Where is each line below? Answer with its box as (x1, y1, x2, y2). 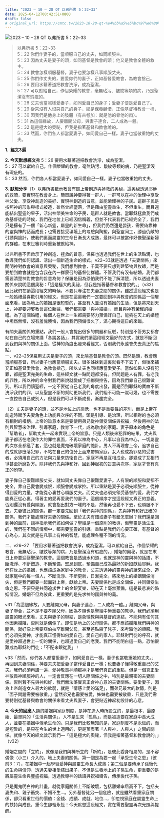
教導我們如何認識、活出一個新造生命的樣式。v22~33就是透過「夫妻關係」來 (5, 257, 158, 263)
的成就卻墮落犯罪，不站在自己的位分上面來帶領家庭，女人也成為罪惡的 (5, 449, 146, 455)
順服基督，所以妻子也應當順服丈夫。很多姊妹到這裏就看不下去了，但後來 (9, 359, 155, 365)
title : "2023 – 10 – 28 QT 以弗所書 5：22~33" (5, 7, 98, 12)
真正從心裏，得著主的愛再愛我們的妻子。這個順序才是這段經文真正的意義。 (9, 496, 159, 501)
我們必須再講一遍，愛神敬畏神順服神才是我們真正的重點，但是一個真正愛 (13, 667, 159, 673)
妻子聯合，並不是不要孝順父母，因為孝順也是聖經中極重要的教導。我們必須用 (5, 608, 159, 614)
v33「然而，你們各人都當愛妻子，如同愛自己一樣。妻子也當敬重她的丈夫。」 (5, 655, 156, 661)
